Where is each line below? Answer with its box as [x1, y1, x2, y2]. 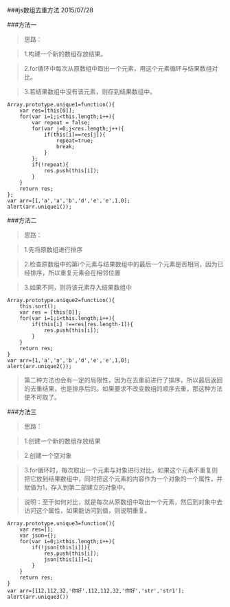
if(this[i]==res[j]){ [43, 131, 106, 138]
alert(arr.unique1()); [7, 203, 72, 210]
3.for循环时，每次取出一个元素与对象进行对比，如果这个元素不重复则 [23, 466, 218, 474]
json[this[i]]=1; [43, 556, 94, 563]
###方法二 [7, 216, 37, 225]
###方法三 [7, 408, 37, 415]
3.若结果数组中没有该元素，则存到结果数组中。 [23, 88, 157, 95]
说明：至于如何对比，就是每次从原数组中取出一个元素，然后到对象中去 [23, 498, 223, 506]
